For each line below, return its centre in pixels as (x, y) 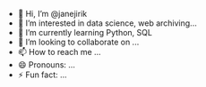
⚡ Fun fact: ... (42, 75)
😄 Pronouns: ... (47, 65)
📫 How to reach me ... (59, 52)
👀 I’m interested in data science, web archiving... (107, 23)
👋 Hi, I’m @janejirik (52, 14)
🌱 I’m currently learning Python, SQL (85, 32)
